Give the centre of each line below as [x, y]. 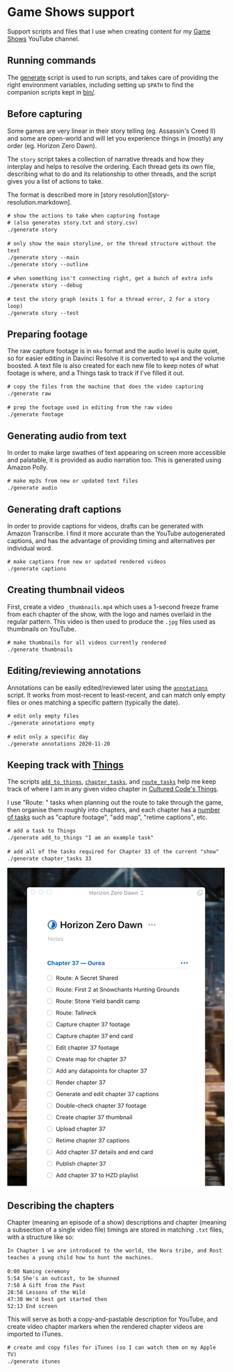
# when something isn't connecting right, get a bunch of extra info [110, 278]
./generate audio [32, 488]
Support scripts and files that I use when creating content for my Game [109, 31]
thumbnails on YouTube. [42, 629]
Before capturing [45, 114]
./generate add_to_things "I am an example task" [81, 838]
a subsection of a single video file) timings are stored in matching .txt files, [115, 1230]
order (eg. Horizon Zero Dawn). [52, 145]
